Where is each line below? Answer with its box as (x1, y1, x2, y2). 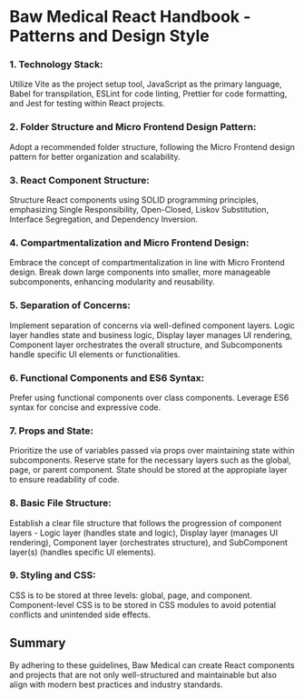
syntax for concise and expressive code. (9, 402, 162, 413)
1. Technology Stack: (9, 58, 103, 71)
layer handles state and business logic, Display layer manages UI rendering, (9, 329, 293, 340)
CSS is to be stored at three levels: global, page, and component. (9, 589, 252, 601)
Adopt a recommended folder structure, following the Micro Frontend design (9, 141, 295, 152)
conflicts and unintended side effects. (9, 609, 152, 620)
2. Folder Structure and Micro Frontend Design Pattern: (9, 121, 257, 134)
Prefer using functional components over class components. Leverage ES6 (9, 392, 289, 403)
